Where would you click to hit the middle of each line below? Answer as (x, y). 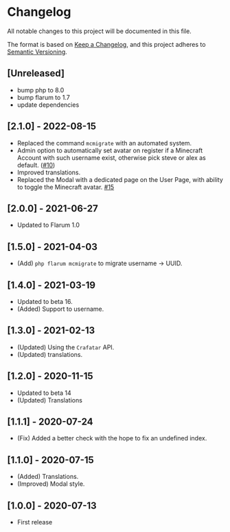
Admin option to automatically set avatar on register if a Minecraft (110, 150)
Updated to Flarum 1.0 (48, 225)
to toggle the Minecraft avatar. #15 (66, 187)
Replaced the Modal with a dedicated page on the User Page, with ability (120, 179)
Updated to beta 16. (45, 301)
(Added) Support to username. (60, 309)
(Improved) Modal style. (51, 484)
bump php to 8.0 (41, 90)
